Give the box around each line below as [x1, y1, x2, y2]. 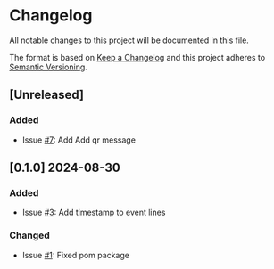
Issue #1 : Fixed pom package [21, 249, 129, 260]
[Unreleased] [9, 87, 85, 102]
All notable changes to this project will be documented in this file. [9, 35, 250, 45]
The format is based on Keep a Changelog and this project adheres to [9, 52, 266, 62]
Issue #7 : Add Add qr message [21, 134, 137, 145]
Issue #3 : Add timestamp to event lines [21, 207, 166, 218]
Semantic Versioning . [9, 61, 87, 72]
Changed [9, 229, 51, 241]
